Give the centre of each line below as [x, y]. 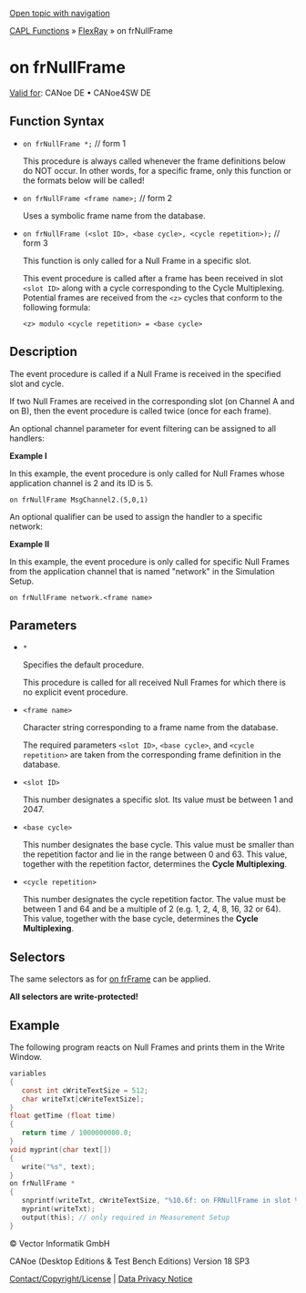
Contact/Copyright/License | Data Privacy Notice [101, 1278]
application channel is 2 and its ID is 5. [82, 483]
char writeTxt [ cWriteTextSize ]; [83, 1099]
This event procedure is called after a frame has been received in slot [153, 278]
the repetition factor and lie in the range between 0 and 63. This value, [155, 854]
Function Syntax [57, 122]
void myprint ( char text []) [61, 1150]
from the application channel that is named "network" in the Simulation [142, 571]
